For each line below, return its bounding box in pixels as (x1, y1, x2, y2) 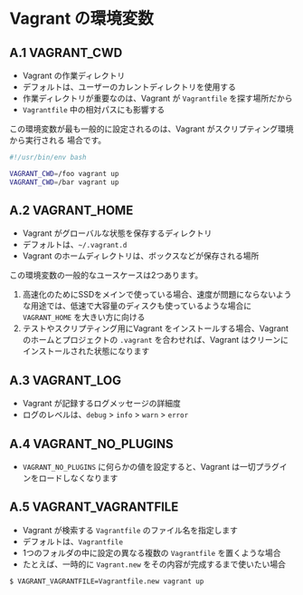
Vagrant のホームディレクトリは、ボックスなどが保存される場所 (22, 250, 260, 261)
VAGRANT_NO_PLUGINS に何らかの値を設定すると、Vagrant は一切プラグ (22, 462, 280, 473)
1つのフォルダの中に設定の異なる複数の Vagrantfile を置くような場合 (22, 547, 282, 558)
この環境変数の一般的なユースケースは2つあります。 (9, 269, 204, 281)
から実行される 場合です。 (9, 135, 107, 145)
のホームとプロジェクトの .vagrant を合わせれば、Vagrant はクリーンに (22, 335, 289, 346)
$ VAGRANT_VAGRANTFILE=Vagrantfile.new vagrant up (9, 577, 204, 586)
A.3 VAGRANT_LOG (9, 373, 122, 388)
